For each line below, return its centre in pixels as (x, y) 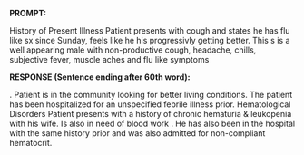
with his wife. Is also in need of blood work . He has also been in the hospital (152, 123)
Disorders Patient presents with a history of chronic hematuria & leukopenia (151, 114)
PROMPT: (28, 13)
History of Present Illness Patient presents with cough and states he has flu (150, 30)
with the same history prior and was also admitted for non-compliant (137, 133)
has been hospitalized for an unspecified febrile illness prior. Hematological (150, 104)
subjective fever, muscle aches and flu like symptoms (109, 59)
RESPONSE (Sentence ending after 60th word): (100, 77)
